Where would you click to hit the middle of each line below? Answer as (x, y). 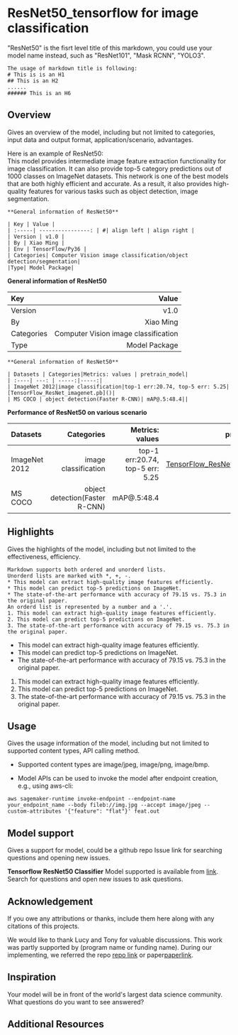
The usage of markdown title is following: (73, 68)
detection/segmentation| (44, 261)
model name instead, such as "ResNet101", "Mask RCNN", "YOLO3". (106, 55)
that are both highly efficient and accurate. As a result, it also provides (110, 183)
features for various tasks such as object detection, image (113, 191)
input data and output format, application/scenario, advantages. (100, 139)
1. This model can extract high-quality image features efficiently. (112, 613)
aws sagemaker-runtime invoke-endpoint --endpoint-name (91, 799)
